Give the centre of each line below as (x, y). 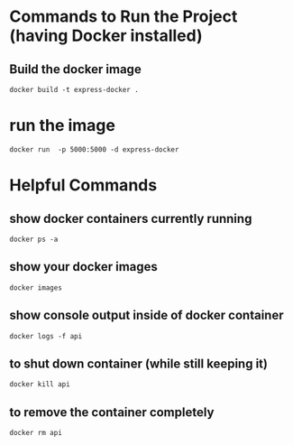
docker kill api (40, 385)
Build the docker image (75, 69)
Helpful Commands (83, 185)
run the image (62, 126)
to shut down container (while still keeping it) (139, 363)
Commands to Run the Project (124, 17)
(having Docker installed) (106, 36)
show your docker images (83, 267)
